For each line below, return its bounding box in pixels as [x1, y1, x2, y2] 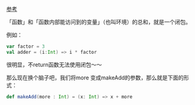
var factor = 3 [6, 43, 45, 49]
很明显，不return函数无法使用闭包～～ [6, 60, 102, 68]
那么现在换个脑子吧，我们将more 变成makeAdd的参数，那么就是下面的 [6, 74, 184, 81]
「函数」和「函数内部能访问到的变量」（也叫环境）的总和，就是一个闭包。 [6, 18, 191, 26]
